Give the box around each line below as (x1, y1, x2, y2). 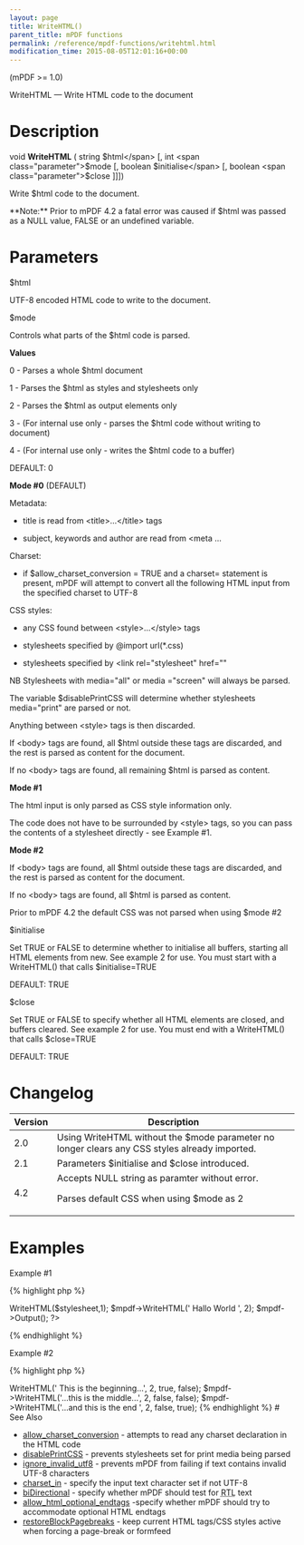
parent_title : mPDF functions (9, 30, 124, 39)
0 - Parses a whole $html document (9, 365, 143, 376)
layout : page (9, 13, 59, 23)
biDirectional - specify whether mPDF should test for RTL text (22, 1487, 252, 1498)
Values (9, 347, 36, 358)
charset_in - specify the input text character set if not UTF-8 (22, 1477, 249, 1488)
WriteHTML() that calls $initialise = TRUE (9, 962, 157, 972)
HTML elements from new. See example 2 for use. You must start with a (9, 952, 277, 963)
